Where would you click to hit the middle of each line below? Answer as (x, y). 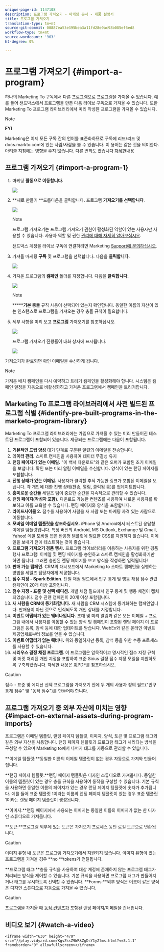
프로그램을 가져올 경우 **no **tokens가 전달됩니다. (54, 859)
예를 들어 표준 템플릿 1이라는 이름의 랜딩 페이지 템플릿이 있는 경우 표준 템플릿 (85, 794)
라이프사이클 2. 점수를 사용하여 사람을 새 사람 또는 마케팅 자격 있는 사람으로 (84, 512)
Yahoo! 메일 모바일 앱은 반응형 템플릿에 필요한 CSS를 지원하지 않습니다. (81, 536)
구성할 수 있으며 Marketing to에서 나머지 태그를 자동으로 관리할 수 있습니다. (77, 748)
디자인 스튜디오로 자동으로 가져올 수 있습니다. (53, 888)
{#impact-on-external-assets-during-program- (79, 716)
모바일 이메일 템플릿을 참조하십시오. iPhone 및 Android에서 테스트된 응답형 (84, 524)
